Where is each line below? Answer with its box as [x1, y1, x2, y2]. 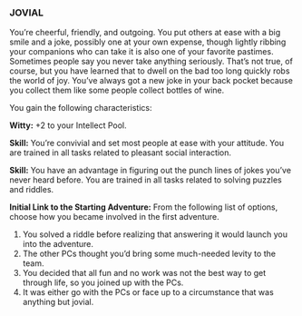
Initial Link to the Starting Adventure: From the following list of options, [9, 202, 278, 212]
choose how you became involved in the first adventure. [9, 212, 219, 222]
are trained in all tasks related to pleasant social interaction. [9, 147, 232, 158]
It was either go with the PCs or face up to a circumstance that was [22, 287, 274, 298]
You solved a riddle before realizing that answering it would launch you [22, 229, 288, 240]
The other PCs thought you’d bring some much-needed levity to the [22, 248, 277, 260]
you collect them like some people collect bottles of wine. [9, 84, 225, 96]
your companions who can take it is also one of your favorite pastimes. [9, 46, 274, 57]
